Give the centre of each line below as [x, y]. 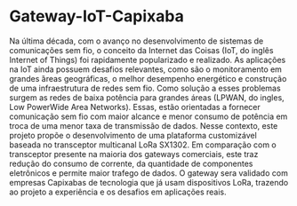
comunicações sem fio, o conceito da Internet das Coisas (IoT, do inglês [141, 50]
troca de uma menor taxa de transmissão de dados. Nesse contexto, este [144, 125]
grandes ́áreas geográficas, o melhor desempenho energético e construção [148, 78]
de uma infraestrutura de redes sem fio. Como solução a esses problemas [145, 88]
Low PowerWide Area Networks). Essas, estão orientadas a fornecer [135, 107]
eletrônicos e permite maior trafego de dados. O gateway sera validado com [149, 173]
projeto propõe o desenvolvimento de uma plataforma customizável [133, 135]
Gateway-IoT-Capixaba [96, 16]
